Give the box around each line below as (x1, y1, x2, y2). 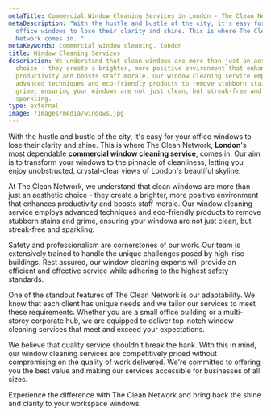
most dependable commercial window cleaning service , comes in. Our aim (8, 149, 261, 158)
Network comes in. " (15, 34, 85, 43)
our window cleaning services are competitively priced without (8, 349, 218, 358)
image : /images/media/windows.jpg (8, 110, 125, 118)
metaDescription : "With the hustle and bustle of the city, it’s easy (8, 19, 251, 27)
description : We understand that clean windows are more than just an (8, 57, 251, 65)
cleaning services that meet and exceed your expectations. (8, 325, 206, 334)
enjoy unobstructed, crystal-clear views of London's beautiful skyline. (8, 166, 241, 175)
